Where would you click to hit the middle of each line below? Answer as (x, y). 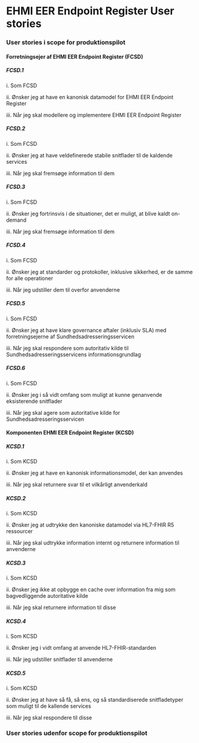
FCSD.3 (16, 187)
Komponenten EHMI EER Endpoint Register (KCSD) (70, 433)
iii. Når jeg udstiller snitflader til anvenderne (60, 659)
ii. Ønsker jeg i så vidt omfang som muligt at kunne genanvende (84, 395)
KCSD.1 (15, 446)
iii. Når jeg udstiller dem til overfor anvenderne (63, 290)
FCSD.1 (15, 71)
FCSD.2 (16, 129)
